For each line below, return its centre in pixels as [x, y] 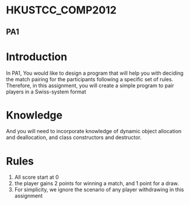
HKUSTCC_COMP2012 [61, 10]
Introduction [37, 57]
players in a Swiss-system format [46, 92]
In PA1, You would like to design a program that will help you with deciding [95, 73]
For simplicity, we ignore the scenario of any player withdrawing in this [99, 190]
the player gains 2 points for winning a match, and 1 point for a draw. [96, 183]
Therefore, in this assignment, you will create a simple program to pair [90, 85]
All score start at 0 [37, 177]
